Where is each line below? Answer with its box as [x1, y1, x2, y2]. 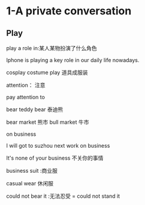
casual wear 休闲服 [6, 180, 54, 186]
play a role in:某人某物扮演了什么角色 [6, 45, 97, 51]
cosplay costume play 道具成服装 [6, 69, 88, 76]
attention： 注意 [6, 82, 46, 88]
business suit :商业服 [6, 167, 58, 174]
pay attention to [6, 94, 45, 100]
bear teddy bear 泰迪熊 [6, 106, 64, 113]
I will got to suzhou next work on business [6, 142, 110, 149]
